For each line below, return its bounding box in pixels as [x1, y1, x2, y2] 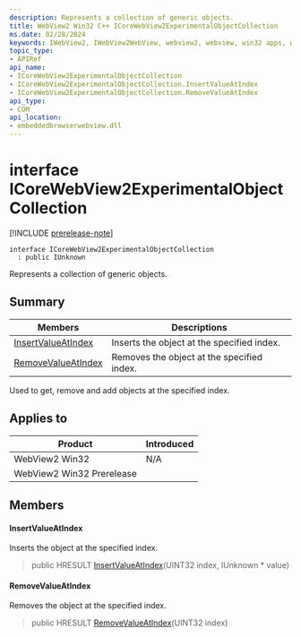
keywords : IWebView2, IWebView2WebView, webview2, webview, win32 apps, [9, 38, 287, 47]
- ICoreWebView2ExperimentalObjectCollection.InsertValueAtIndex [9, 80, 258, 89]
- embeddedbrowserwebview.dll [9, 122, 123, 131]
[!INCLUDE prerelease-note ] [9, 228, 114, 238]
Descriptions [171, 321, 228, 333]
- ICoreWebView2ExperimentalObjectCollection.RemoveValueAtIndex [9, 88, 258, 97]
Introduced [145, 437, 194, 450]
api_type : [9, 96, 47, 106]
